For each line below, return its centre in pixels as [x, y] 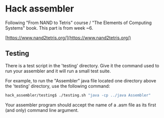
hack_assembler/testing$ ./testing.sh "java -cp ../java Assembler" [78, 95]
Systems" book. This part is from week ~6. [49, 28]
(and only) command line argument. [42, 110]
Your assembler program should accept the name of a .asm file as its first [81, 105]
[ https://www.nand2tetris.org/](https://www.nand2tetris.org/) [68, 38]
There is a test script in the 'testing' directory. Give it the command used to [82, 65]
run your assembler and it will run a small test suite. [58, 71]
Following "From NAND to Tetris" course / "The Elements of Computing [78, 23]
